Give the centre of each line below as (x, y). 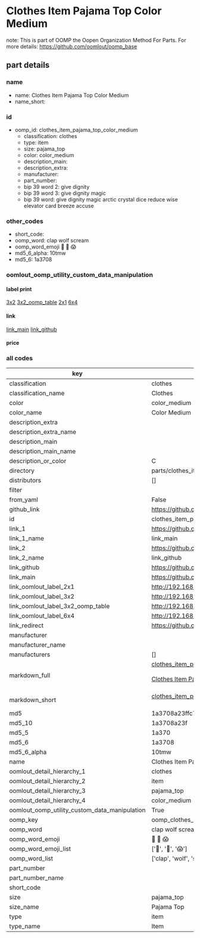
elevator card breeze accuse (59, 205)
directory (22, 470)
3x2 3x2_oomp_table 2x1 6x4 (42, 303)
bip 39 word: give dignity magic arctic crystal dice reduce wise (101, 199)
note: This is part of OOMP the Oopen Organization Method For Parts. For (96, 40)
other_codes (25, 221)
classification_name (37, 393)
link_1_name (27, 538)
